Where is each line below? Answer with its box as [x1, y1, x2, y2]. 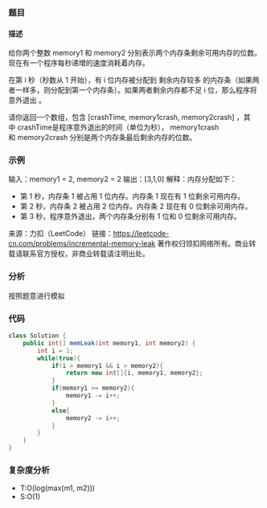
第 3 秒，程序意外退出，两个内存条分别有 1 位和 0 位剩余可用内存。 [19, 212, 241, 221]
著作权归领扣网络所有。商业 [157, 239, 249, 249]
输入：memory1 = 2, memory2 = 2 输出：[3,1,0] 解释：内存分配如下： [8, 175, 237, 184]
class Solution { [8, 332, 67, 340]
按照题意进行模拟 [8, 291, 65, 300]
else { [51, 407, 70, 415]
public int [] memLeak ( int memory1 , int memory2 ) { [23, 339, 196, 347]
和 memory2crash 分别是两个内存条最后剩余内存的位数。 [8, 133, 197, 142]
